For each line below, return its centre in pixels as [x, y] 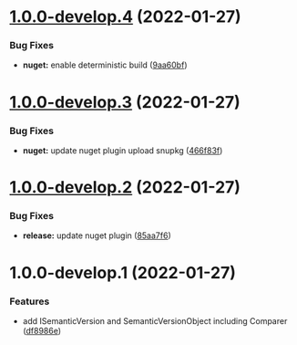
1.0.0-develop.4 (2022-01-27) [125, 17]
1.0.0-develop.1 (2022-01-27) [123, 272]
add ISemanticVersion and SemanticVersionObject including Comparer [155, 320]
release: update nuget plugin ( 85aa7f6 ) [97, 235]
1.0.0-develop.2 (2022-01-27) [125, 188]
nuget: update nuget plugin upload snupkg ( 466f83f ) [123, 150]
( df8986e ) [42, 330]
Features [30, 301]
